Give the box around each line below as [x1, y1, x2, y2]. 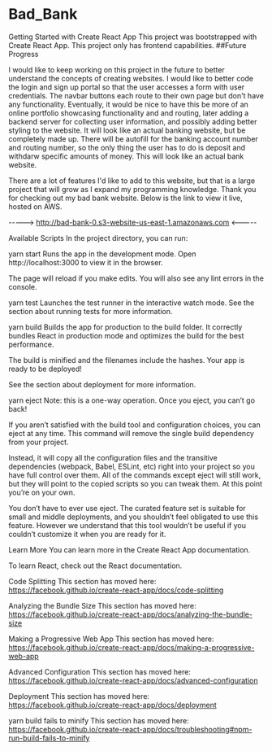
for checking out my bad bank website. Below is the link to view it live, [8, 193, 243, 203]
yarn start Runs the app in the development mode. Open [8, 249, 196, 259]
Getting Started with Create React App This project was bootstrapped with [8, 32, 257, 41]
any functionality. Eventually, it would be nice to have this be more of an [8, 99, 249, 109]
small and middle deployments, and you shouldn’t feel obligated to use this [8, 512, 258, 522]
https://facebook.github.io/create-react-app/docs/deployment [8, 700, 217, 710]
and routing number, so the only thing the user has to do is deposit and [8, 142, 246, 152]
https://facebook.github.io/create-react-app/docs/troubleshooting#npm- [8, 724, 253, 734]
